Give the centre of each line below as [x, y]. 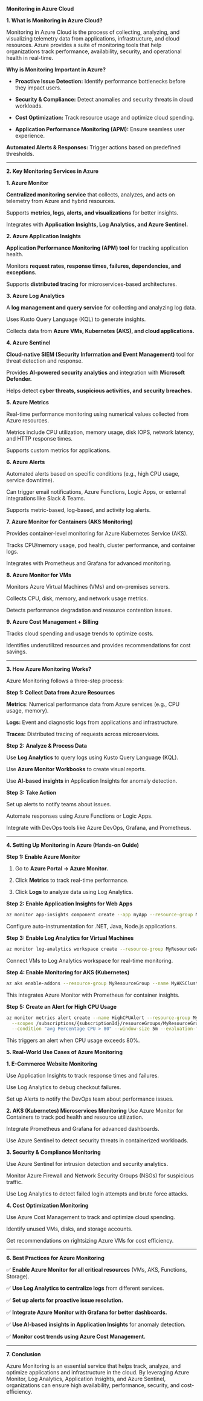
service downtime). [30, 480]
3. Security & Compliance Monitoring [53, 1152]
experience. [30, 136]
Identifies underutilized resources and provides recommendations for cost [98, 645]
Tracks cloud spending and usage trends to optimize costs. [80, 633]
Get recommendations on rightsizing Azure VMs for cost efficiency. [90, 1241]
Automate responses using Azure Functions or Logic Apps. [79, 816]
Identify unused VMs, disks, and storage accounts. [69, 1229]
